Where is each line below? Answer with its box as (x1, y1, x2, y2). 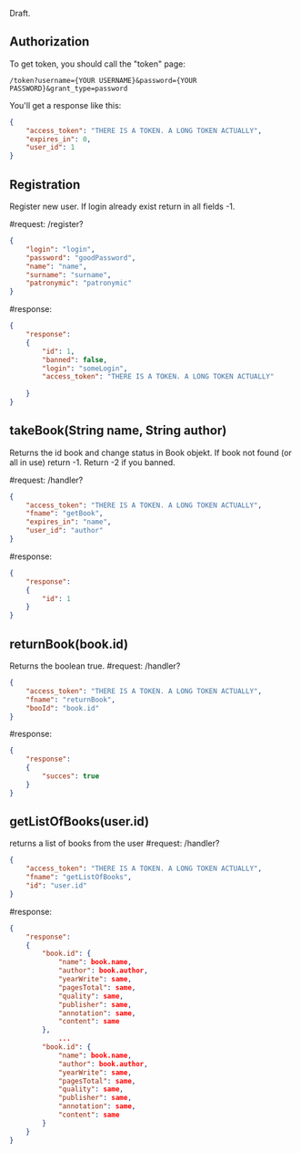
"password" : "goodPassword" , (25, 253, 136, 263)
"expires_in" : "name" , (25, 517, 112, 527)
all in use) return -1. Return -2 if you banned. (9, 456, 176, 468)
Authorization (9, 34, 90, 49)
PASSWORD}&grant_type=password (9, 84, 128, 93)
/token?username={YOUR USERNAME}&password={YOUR (9, 76, 197, 85)
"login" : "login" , (25, 244, 95, 254)
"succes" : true (42, 772, 100, 781)
